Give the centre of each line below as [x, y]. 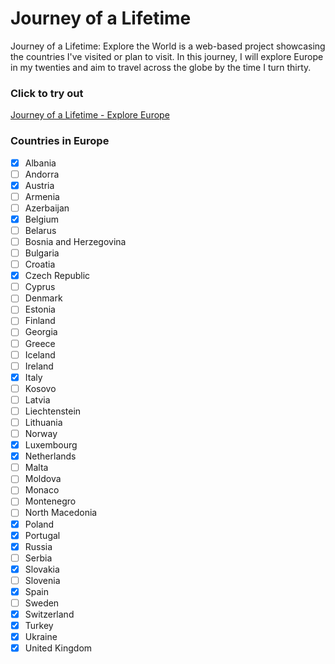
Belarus [40, 230]
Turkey [39, 626]
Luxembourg [51, 445]
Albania [40, 163]
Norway [41, 434]
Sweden [42, 603]
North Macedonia [61, 513]
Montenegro [50, 501]
